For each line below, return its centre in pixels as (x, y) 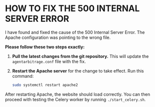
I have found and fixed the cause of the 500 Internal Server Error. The (75, 32)
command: (23, 76)
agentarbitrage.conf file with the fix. (49, 61)
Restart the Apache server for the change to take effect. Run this (78, 71)
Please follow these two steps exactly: (45, 47)
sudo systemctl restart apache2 (45, 85)
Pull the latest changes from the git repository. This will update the (80, 56)
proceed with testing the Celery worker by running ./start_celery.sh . (76, 99)
